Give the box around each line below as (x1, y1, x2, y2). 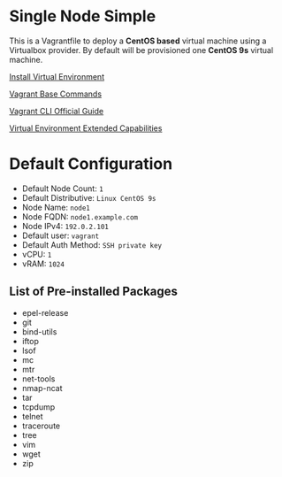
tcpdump (21, 401, 56, 412)
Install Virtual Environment (9, 71, 104, 81)
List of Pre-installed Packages (9, 284, 179, 299)
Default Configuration (9, 154, 173, 174)
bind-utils (21, 326, 57, 337)
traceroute (21, 420, 60, 431)
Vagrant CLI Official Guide (9, 105, 104, 116)
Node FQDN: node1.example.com (21, 211, 139, 222)
